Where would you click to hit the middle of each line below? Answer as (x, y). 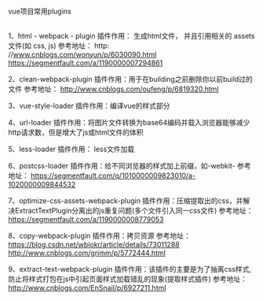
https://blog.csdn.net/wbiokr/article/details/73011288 (94, 244)
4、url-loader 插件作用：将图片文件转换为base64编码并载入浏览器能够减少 (129, 122)
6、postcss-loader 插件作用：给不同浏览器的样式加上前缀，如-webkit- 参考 (130, 165)
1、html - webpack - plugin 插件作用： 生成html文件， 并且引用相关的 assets (131, 35)
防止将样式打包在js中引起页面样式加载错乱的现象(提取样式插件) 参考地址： (128, 279)
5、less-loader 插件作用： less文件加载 (71, 149)
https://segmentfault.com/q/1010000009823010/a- (113, 176)
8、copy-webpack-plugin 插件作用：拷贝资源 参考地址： (99, 235)
